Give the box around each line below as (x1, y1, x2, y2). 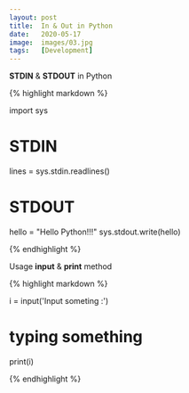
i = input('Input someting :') (9, 296, 109, 306)
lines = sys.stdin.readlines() (9, 166, 111, 176)
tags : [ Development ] (9, 46, 93, 55)
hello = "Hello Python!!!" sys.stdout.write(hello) (9, 226, 181, 237)
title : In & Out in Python (9, 21, 114, 30)
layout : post (9, 12, 58, 22)
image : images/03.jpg (9, 37, 93, 47)
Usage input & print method (9, 261, 113, 272)
